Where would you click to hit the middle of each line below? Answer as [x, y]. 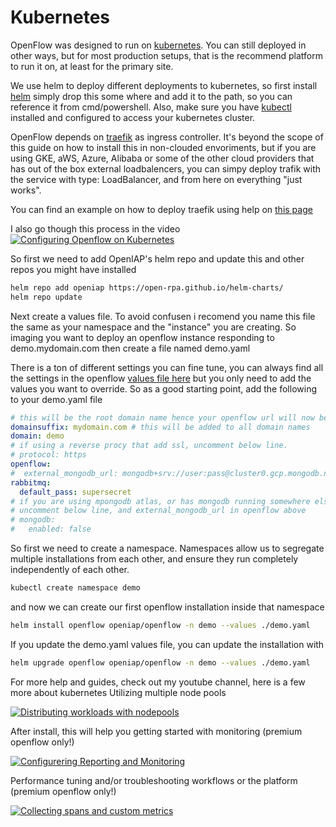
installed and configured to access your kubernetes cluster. [133, 117]
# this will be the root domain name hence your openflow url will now [162, 417]
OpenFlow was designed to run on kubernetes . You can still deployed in [158, 45]
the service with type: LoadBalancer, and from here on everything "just [156, 179]
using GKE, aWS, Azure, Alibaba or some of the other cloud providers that [162, 158]
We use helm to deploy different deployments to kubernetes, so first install [164, 85]
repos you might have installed [73, 269]
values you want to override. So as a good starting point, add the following [163, 388]
